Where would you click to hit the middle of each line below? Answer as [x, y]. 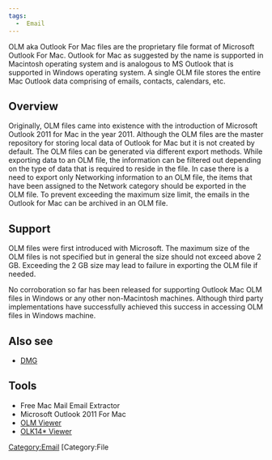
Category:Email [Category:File [59, 447]
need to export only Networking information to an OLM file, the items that [130, 177]
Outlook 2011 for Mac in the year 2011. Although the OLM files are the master [136, 134]
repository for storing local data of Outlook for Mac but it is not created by [132, 143]
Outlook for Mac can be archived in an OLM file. [88, 203]
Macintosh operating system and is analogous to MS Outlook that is [121, 64]
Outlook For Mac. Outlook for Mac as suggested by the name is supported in [136, 55]
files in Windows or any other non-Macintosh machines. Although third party [136, 298]
